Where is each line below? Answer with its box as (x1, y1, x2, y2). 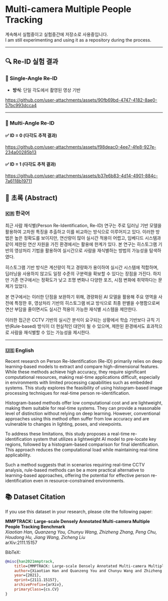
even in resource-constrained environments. (33, 477, 125, 483)
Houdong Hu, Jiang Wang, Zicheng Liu (5, 534, 85, 540)
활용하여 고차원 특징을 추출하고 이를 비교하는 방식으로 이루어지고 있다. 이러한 (5, 229, 155, 235)
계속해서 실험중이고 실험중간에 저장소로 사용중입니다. (5, 31, 108, 37)
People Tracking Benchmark (5, 523, 65, 529)
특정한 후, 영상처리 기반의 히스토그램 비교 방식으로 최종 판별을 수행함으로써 (14, 300, 160, 306)
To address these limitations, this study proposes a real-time (5, 430, 130, 436)
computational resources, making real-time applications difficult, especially (5, 374, 160, 380)
